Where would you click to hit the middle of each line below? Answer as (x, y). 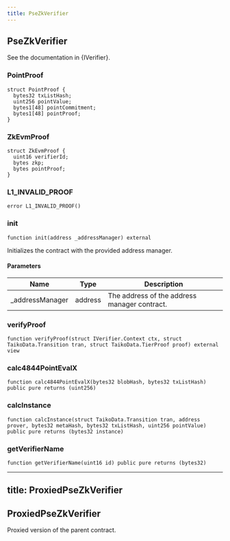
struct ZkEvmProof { (37, 151)
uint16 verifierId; (41, 157)
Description (164, 284)
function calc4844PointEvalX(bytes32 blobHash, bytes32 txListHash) (107, 382)
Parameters (24, 266)
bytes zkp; (29, 163)
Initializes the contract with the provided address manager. (90, 250)
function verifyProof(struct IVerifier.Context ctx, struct (95, 339)
